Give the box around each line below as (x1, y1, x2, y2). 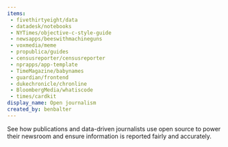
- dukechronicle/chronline (10, 80, 88, 87)
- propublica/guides (10, 49, 69, 56)
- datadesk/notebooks (10, 23, 72, 30)
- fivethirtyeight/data (10, 16, 78, 23)
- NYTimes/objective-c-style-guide (10, 29, 112, 36)
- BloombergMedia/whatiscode (10, 87, 94, 93)
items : (7, 10, 26, 17)
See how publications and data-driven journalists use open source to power (7, 124, 221, 133)
